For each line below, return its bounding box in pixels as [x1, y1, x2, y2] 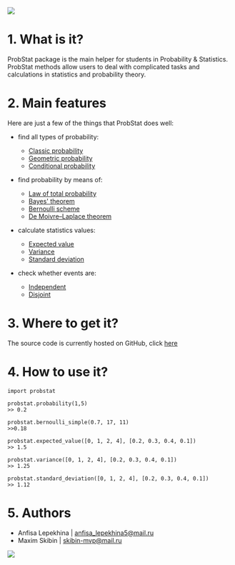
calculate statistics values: [17, 226, 96, 234]
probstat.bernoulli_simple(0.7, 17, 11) [7, 419, 130, 426]
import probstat [7, 387, 56, 394]
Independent [28, 282, 66, 291]
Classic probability [28, 146, 84, 155]
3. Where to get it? [7, 315, 119, 331]
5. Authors [7, 504, 71, 521]
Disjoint [28, 290, 51, 299]
